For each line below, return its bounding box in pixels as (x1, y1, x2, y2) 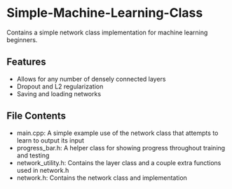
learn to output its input (16, 136, 85, 145)
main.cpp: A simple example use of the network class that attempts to (16, 129, 219, 137)
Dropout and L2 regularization (16, 82, 104, 91)
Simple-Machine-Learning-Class (6, 5, 203, 21)
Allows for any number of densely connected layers (16, 74, 166, 83)
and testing (16, 151, 50, 159)
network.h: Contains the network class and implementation (16, 174, 187, 182)
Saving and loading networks (16, 89, 102, 98)
